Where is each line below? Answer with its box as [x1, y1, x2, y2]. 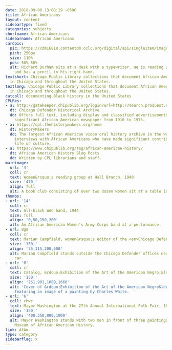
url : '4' [10, 165, 29, 170]
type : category [5, 332, 38, 337]
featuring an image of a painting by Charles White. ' [14, 289, 137, 294]
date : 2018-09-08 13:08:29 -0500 [5, 7, 77, 13]
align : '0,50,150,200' [10, 218, 58, 223]
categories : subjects [5, 27, 52, 32]
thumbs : [5, 193, 22, 199]
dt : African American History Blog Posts [10, 151, 100, 156]
